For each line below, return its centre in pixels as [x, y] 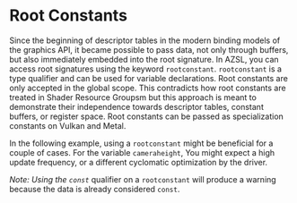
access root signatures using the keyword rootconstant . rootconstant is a [146, 69]
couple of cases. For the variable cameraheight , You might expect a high [142, 152]
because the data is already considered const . [95, 189]
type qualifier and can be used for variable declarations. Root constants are [149, 78]
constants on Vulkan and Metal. [68, 125]
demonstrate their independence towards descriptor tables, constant [137, 106]
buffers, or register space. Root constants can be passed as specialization [147, 116]
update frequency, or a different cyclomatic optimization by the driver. [138, 162]
